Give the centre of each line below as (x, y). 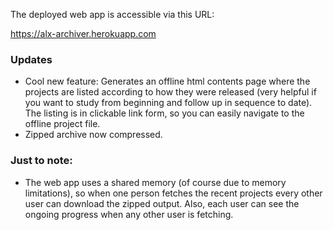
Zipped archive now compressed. (93, 135)
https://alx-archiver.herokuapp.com (83, 33)
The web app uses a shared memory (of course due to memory (155, 182)
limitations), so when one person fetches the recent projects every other (173, 193)
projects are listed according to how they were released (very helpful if (170, 92)
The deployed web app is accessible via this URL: (112, 14)
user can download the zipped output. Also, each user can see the (162, 203)
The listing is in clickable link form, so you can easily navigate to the (164, 113)
